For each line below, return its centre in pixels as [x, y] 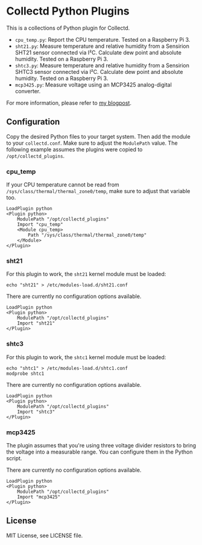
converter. [28, 91]
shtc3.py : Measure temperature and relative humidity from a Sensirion [102, 65]
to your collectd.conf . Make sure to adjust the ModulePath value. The [92, 143]
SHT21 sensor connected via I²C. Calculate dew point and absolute [98, 52]
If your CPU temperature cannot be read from [63, 185]
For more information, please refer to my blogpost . [69, 103]
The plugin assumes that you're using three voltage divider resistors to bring [101, 445]
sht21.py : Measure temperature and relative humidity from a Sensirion [102, 46]
